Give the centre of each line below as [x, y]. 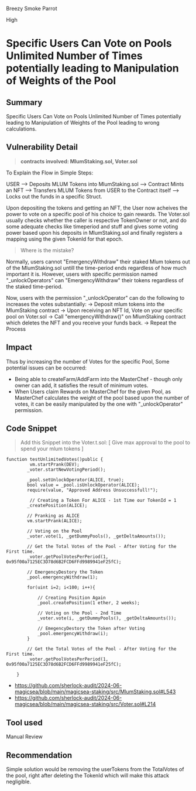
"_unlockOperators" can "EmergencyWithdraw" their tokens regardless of [95, 280]
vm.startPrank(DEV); [55, 465]
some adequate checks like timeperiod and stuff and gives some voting [92, 226]
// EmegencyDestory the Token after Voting [91, 629]
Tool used [24, 722]
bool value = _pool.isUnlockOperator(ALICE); [84, 485]
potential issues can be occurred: [46, 368]
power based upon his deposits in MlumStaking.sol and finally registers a [94, 232]
